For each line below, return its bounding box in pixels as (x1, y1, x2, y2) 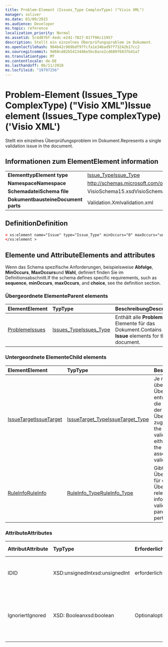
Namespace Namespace (7, 179, 66, 186)
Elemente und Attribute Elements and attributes (5, 251, 155, 259)
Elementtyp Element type (7, 171, 68, 178)
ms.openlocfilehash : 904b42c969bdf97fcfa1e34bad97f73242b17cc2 (5, 44, 140, 49)
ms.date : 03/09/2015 (5, 16, 48, 21)
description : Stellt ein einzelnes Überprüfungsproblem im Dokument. (5, 40, 153, 45)
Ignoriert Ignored (7, 612, 46, 619)
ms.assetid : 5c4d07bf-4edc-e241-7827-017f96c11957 (5, 35, 113, 40)
